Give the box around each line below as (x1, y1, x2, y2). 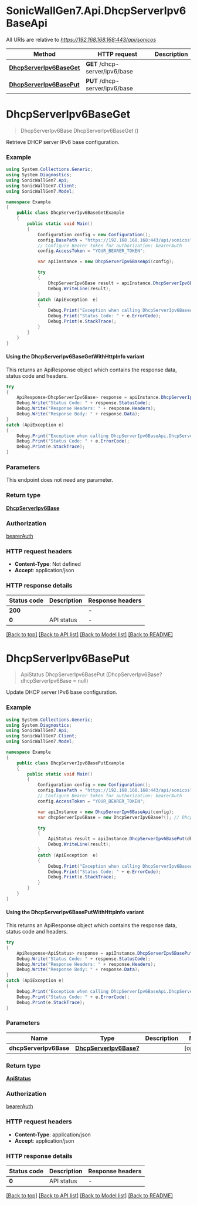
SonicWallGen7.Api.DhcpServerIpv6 (6, 4, 186, 18)
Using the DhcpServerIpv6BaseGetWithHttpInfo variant (6, 353, 145, 360)
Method (33, 50, 56, 58)
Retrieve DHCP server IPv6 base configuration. (6, 138, 120, 145)
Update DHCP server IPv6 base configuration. (6, 689, 117, 696)
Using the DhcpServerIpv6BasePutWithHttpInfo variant (6, 909, 144, 916)
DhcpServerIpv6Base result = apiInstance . (47, 280, 154, 286)
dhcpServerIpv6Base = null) (20, 677, 89, 684)
